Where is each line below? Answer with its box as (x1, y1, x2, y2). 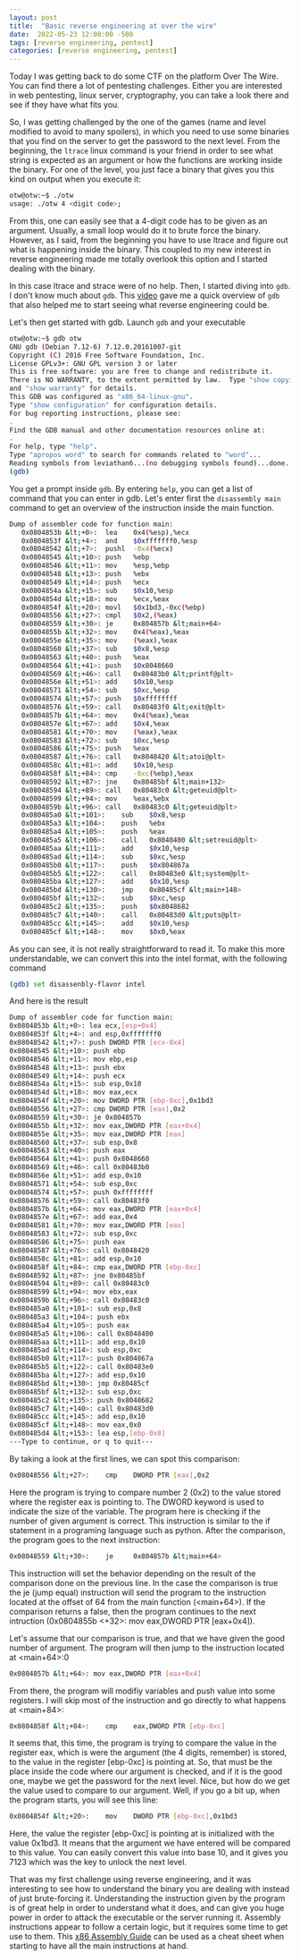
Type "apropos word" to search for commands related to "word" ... (9, 451, 262, 460)
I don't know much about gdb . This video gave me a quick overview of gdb (9, 290, 280, 301)
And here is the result (9, 996, 88, 1006)
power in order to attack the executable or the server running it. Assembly (9, 1912, 281, 1923)
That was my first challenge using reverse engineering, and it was (9, 1874, 252, 1885)
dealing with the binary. (9, 263, 96, 274)
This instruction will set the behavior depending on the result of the (9, 1567, 256, 1579)
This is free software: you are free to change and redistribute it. (9, 368, 274, 377)
